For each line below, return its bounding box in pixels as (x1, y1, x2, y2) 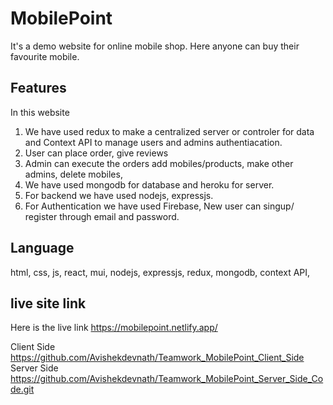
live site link (10, 295, 87, 312)
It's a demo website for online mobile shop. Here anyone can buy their (10, 40, 300, 52)
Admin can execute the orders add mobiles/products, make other (24, 157, 294, 169)
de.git (10, 383, 35, 396)
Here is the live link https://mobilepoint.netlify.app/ (10, 322, 218, 334)
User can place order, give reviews (24, 147, 169, 159)
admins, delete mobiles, (24, 168, 123, 180)
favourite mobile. (10, 50, 80, 62)
